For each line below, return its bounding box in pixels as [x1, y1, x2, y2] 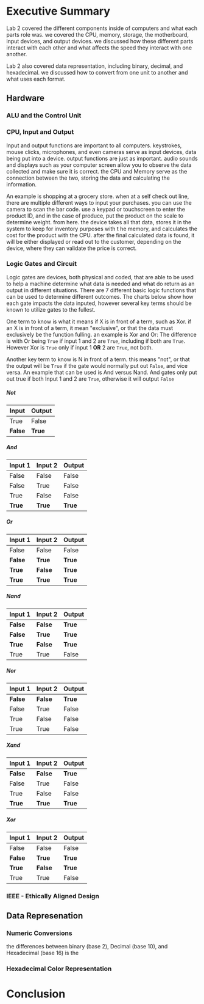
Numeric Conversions [6, 929, 72, 937]
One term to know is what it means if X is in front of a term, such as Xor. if [6, 318, 192, 325]
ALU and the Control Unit [6, 111, 82, 120]
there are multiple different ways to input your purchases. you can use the [6, 199, 192, 206]
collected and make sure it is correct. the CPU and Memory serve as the [6, 167, 188, 175]
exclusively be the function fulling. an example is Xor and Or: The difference [6, 331, 197, 338]
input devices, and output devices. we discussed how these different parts [6, 37, 194, 45]
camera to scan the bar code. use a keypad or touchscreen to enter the [6, 205, 186, 213]
